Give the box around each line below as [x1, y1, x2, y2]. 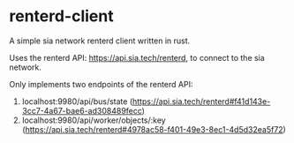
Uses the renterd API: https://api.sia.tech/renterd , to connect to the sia [9, 52, 265, 63]
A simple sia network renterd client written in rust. [9, 35, 191, 46]
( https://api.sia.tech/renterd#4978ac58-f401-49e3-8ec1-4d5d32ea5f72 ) [21, 124, 287, 134]
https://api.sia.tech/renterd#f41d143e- [132, 95, 271, 107]
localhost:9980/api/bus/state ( [21, 95, 133, 107]
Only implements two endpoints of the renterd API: [9, 79, 193, 89]
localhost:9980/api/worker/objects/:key [21, 115, 166, 125]
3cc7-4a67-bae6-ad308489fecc [21, 105, 143, 116]
